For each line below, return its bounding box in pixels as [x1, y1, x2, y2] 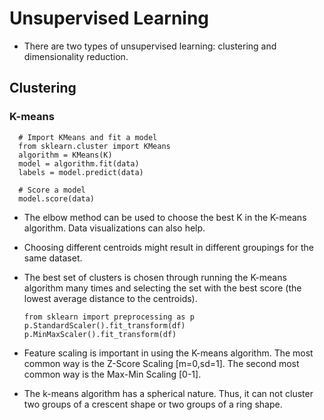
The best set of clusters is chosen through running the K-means [23, 271, 287, 283]
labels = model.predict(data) [18, 167, 144, 177]
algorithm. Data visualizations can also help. [23, 222, 206, 234]
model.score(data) [18, 193, 96, 204]
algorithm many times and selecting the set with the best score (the [23, 282, 302, 294]
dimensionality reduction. [23, 50, 129, 62]
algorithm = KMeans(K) [18, 150, 113, 160]
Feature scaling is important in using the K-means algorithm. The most [23, 347, 314, 359]
